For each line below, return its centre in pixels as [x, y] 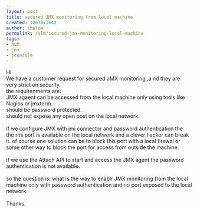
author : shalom [25, 28]
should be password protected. [44, 110]
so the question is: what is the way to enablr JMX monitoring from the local [97, 178]
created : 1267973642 [32, 22]
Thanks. [16, 203]
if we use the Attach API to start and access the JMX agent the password [95, 160]
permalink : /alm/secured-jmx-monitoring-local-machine [75, 34]
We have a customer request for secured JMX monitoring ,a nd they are [93, 78]
